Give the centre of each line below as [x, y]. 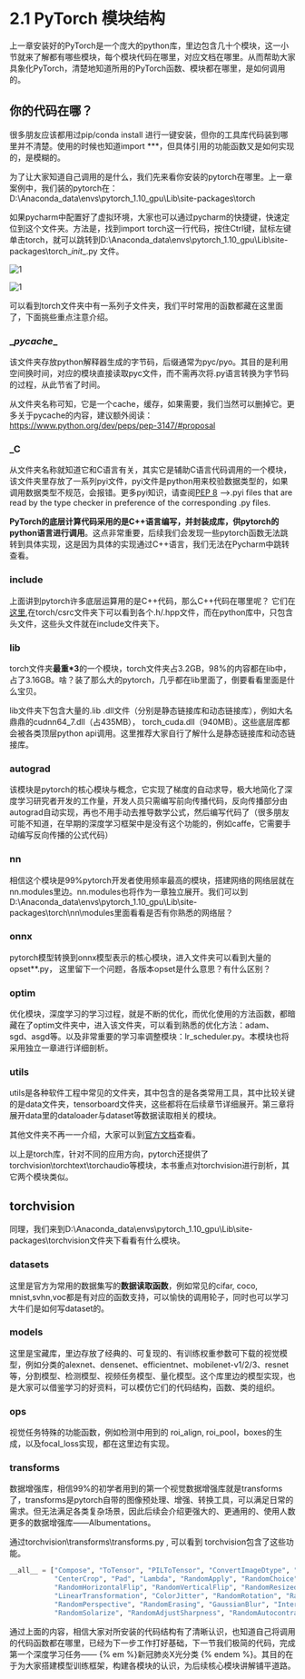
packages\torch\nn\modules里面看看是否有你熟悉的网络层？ [122, 912]
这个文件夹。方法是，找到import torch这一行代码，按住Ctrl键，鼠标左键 [158, 228]
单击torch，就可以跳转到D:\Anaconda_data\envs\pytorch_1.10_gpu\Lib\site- [149, 239]
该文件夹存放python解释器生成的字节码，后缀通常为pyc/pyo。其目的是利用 [149, 362]
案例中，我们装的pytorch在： [64, 188]
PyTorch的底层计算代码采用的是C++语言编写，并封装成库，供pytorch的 [144, 522]
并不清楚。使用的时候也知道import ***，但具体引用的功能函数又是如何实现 [156, 145]
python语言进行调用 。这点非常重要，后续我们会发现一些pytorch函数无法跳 [149, 533]
